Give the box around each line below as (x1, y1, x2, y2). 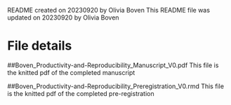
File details (7, 38, 72, 54)
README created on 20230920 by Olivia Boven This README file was (7, 6, 211, 14)
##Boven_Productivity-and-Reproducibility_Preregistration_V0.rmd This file (7, 82, 225, 90)
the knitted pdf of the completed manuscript (7, 68, 136, 76)
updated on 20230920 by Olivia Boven (7, 13, 119, 22)
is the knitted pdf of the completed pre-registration (7, 89, 154, 97)
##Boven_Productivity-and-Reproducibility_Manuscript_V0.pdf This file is (7, 61, 219, 69)
